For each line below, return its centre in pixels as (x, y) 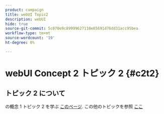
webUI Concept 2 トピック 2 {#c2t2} (82, 73)
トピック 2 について (35, 93)
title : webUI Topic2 (27, 15)
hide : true (17, 24)
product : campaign (24, 10)
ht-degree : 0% (20, 43)
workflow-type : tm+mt (28, 33)
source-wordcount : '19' (30, 38)
